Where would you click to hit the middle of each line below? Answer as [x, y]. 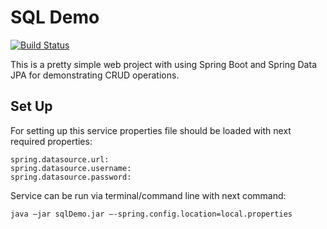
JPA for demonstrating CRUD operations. [95, 75]
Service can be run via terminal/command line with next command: [148, 195]
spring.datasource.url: [60, 159]
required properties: [51, 141]
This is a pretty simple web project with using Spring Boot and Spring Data [163, 64]
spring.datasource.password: [71, 177]
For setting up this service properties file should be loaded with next [151, 130]
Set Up [31, 106]
